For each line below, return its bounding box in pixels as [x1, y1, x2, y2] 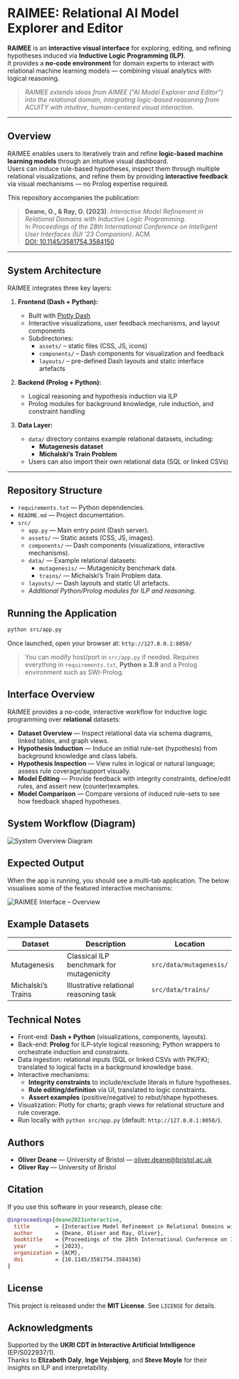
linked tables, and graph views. [17, 736, 110, 745]
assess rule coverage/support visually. [17, 766, 132, 775]
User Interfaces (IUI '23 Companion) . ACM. [24, 229, 152, 238]
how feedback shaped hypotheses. [17, 796, 122, 806]
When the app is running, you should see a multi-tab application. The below [7, 876, 230, 885]
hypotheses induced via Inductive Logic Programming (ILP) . [7, 51, 186, 60]
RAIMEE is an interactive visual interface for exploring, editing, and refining [7, 43, 231, 52]
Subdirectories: [28, 333, 73, 343]
